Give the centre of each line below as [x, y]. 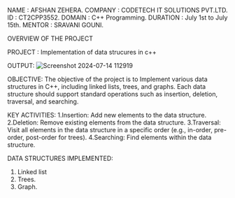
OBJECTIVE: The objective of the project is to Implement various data [107, 79]
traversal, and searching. [43, 101]
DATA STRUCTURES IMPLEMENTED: [60, 158]
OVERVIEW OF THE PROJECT [50, 38]
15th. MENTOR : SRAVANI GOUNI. [55, 25]
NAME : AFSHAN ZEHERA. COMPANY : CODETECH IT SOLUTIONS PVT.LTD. [117, 10]
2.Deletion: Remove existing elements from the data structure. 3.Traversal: [114, 122]
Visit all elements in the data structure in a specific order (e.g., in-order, [110, 130]
